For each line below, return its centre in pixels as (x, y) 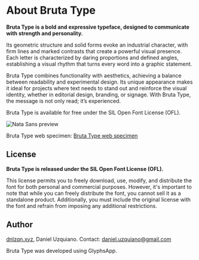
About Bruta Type (51, 10)
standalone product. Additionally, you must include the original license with (99, 199)
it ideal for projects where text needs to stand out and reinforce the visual (97, 88)
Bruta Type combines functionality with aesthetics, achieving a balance (94, 75)
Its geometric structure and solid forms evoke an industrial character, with (97, 45)
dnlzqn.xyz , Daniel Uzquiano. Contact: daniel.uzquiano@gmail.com (89, 239)
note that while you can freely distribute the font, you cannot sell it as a (94, 193)
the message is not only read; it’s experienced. (64, 101)
